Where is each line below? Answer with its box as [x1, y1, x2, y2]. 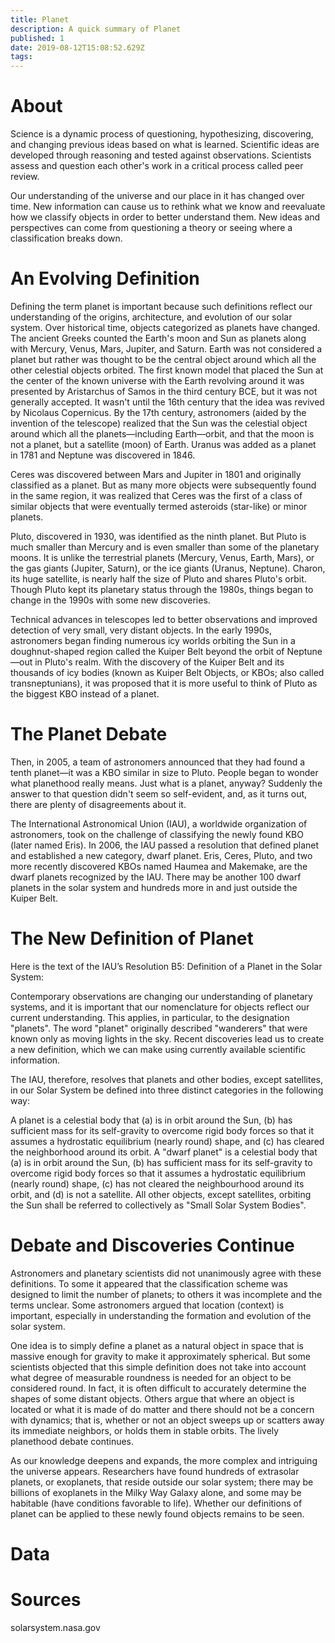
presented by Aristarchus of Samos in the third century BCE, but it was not [10, 386, 318, 397]
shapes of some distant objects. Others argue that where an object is [10, 1392, 295, 1405]
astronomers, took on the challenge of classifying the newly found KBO [10, 828, 304, 840]
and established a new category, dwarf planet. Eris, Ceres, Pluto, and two [10, 849, 313, 861]
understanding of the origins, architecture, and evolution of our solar [10, 311, 293, 323]
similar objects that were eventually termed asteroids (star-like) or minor [10, 501, 308, 512]
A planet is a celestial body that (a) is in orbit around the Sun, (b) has [10, 1114, 293, 1126]
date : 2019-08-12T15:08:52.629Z [10, 42, 145, 53]
